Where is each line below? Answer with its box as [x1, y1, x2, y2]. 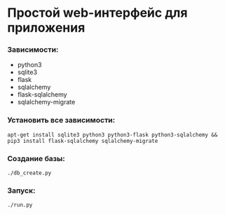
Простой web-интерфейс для [7, 5, 188, 21]
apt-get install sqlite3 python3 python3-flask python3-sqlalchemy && [7, 131, 218, 138]
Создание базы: [7, 153, 65, 163]
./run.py [7, 202, 33, 209]
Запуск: [7, 186, 36, 195]
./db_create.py [7, 169, 52, 176]
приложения [7, 20, 86, 36]
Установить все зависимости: [7, 116, 116, 125]
